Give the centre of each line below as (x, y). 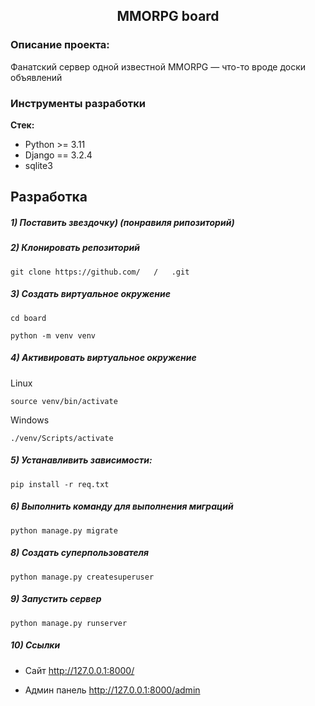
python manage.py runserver (69, 623)
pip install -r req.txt (60, 484)
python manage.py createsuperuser (82, 577)
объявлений (36, 77)
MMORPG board (168, 16)
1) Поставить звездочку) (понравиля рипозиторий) (122, 222)
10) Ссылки (35, 645)
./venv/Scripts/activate (62, 438)
